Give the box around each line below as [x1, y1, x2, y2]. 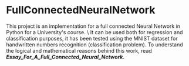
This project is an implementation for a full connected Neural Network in [6, 23, 181, 30]
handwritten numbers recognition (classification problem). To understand [6, 41, 183, 48]
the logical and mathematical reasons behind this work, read [6, 47, 153, 54]
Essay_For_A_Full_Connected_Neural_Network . [6, 53, 125, 60]
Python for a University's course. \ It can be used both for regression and [6, 28, 183, 35]
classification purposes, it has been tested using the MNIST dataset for [6, 35, 178, 42]
